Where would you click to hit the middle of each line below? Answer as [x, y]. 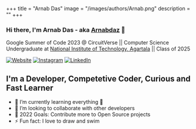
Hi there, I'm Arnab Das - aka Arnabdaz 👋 [66, 30]
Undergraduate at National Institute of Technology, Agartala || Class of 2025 [98, 49]
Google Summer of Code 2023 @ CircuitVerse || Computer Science [87, 43]
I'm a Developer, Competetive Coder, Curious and [98, 79]
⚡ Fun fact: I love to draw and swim [57, 121]
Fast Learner [30, 88]
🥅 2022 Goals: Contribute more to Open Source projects [82, 114]
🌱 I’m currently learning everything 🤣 [59, 102]
